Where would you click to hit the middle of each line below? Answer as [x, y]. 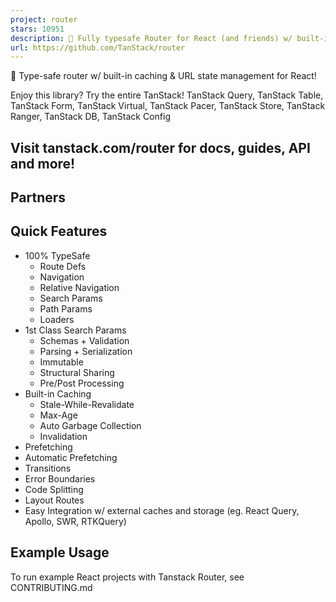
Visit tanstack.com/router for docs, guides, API [160, 147]
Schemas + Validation [84, 340]
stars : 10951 [37, 29]
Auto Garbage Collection [90, 425]
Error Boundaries [60, 478]
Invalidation [63, 436]
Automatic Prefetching [71, 457]
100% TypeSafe [57, 255]
